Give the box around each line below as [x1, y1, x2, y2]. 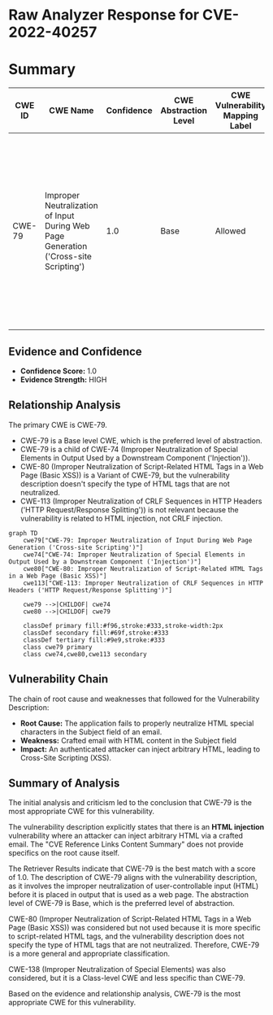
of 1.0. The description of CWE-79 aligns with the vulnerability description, [8, 873, 258, 882]
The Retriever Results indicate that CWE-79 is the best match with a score [8, 864, 256, 873]
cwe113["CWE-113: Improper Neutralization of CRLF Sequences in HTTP [23, 579, 264, 587]
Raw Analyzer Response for [8, 6, 200, 24]
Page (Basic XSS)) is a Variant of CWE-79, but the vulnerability [19, 470, 230, 480]
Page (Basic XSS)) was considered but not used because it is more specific [8, 923, 262, 933]
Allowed [214, 225, 246, 237]
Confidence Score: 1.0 [19, 366, 97, 376]
